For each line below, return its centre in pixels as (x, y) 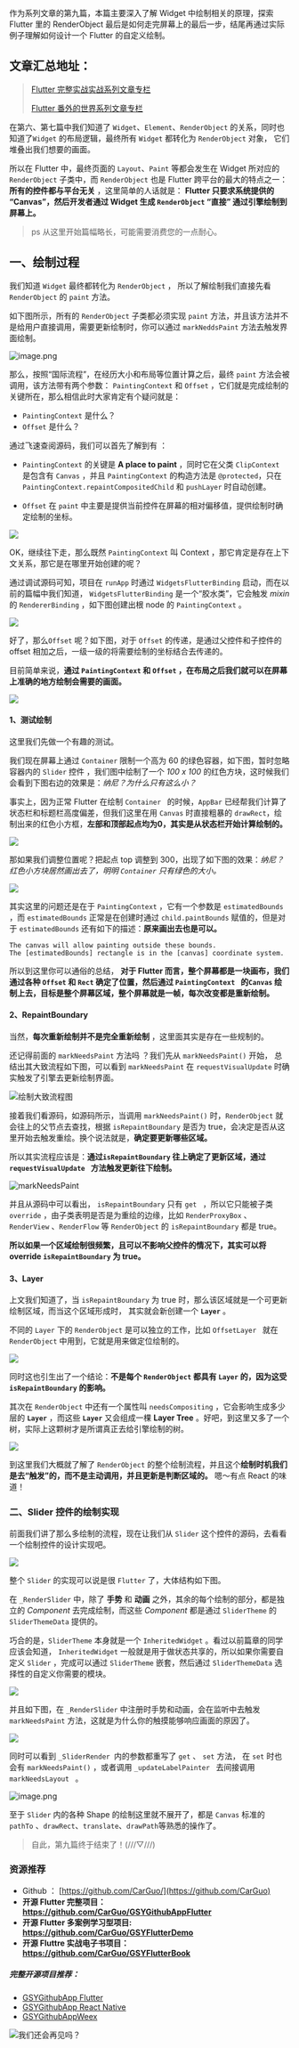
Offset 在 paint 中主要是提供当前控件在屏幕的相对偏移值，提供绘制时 (149, 505)
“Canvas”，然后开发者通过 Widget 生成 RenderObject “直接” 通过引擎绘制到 (148, 201)
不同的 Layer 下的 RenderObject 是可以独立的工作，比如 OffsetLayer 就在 (144, 1330)
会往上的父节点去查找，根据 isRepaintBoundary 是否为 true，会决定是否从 (143, 1127)
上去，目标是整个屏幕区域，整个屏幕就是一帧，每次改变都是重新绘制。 (145, 993)
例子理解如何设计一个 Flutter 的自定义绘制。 (90, 35)
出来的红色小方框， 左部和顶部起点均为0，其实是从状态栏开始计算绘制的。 (152, 824)
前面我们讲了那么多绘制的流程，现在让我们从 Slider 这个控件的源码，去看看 (148, 1533)
